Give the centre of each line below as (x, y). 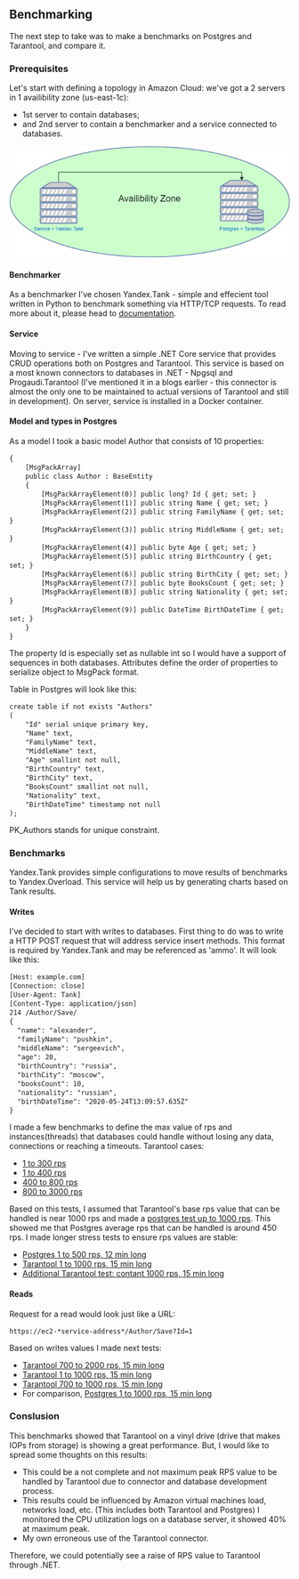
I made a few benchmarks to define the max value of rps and (121, 1127)
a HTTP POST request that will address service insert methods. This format (147, 941)
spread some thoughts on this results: (79, 1454)
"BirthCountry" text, (65, 769)
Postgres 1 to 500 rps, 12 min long (84, 1255)
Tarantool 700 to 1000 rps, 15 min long (92, 1384)
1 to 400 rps (44, 1173)
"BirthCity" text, (59, 778)
